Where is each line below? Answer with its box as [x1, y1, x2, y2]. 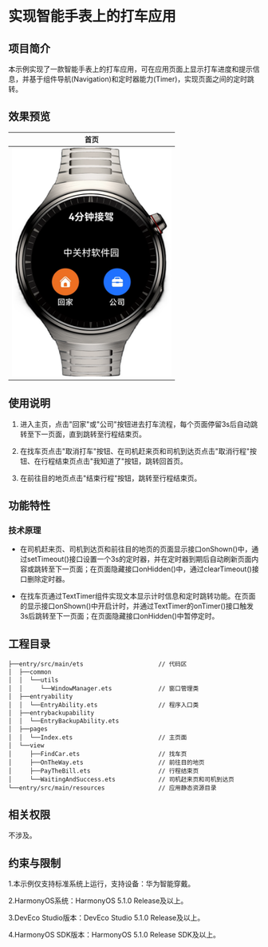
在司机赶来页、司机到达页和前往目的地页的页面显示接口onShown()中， [19, 544, 252, 554]
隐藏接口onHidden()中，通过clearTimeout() [110, 564, 253, 574]
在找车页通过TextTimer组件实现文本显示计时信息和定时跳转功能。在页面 [19, 591, 256, 601]
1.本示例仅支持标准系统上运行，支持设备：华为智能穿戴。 [8, 878, 195, 888]
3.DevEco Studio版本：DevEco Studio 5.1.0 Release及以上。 [8, 913, 205, 922]
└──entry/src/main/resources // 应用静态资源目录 [8, 784, 217, 792]
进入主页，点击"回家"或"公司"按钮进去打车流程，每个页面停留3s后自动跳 [19, 419, 258, 428]
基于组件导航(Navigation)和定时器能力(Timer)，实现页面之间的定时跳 [29, 74, 255, 84]
